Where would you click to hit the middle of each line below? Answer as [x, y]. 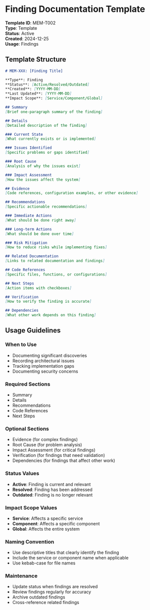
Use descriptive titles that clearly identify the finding [66, 553]
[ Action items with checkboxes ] [38, 288]
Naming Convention [30, 542]
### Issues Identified [28, 148]
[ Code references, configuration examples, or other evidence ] [72, 193]
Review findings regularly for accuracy [52, 592]
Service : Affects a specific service [48, 518]
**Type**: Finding [24, 80]
